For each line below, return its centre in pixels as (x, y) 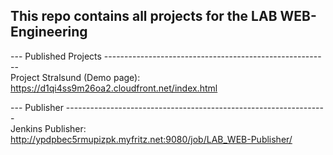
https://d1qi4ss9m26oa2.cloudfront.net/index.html (114, 88)
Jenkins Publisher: (48, 128)
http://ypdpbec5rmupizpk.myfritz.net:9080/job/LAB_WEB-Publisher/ (151, 139)
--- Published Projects (56, 56)
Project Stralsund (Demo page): (75, 77)
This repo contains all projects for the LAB (144, 16)
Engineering (49, 32)
